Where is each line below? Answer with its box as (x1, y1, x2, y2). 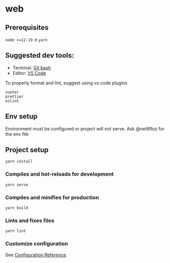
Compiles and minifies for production (5, 194, 99, 201)
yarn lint (5, 229, 26, 234)
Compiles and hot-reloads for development (5, 170, 114, 178)
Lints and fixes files (5, 217, 55, 224)
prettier (5, 94, 24, 99)
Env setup (5, 112, 38, 121)
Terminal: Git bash (12, 64, 51, 71)
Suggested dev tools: (5, 51, 75, 60)
